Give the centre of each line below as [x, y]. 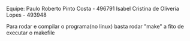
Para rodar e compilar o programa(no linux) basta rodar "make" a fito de [95, 26]
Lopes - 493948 [26, 15]
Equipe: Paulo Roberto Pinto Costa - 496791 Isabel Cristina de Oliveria [93, 9]
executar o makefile [31, 33]
